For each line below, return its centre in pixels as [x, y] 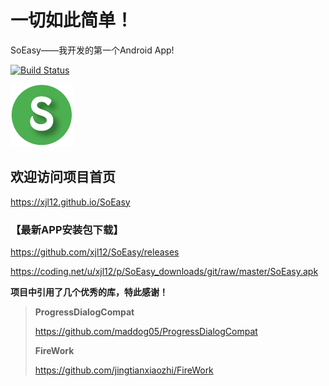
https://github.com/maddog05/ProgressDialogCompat [146, 332]
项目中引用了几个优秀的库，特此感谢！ [89, 292]
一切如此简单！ [72, 20]
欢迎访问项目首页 [63, 177]
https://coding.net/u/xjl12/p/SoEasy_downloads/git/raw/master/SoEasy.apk [164, 272]
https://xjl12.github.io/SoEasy [70, 202]
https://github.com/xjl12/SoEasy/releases [95, 252]
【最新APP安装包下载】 [67, 229]
